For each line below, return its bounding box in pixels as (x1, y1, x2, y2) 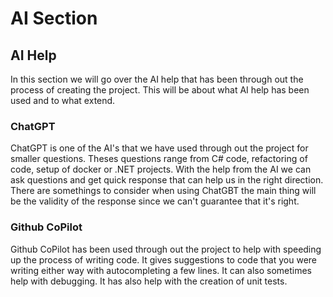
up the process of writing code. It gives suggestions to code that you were (10, 253, 318, 266)
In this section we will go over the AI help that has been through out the (10, 73, 304, 85)
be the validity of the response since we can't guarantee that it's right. (10, 195, 300, 207)
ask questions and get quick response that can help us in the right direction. (10, 174, 324, 186)
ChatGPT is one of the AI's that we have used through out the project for (10, 142, 309, 154)
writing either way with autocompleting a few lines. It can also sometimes (10, 264, 312, 276)
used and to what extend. (10, 95, 116, 106)
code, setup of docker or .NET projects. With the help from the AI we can (10, 163, 312, 176)
